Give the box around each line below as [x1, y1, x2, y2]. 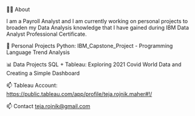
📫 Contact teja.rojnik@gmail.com [6, 103, 91, 109]
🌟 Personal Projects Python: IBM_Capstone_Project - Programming [6, 43, 173, 49]
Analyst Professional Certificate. [6, 30, 87, 38]
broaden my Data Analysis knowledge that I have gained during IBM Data [6, 24, 190, 31]
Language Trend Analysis [6, 49, 70, 56]
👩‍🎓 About [6, 6, 30, 13]
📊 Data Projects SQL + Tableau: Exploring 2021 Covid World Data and [6, 61, 182, 68]
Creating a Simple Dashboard [6, 70, 80, 77]
